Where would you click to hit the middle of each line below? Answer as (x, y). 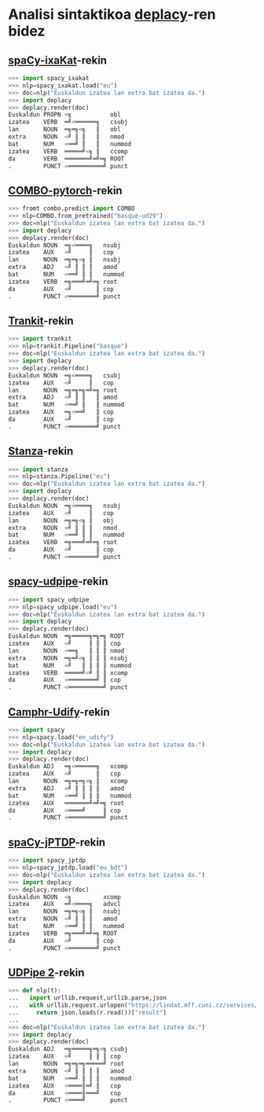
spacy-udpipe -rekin (58, 582)
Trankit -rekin (41, 320)
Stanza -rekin (41, 451)
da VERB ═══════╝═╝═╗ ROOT (66, 159)
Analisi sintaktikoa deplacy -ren (112, 15)
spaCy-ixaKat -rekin (58, 60)
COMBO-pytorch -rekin (66, 190)
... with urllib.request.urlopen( (68, 1005)
